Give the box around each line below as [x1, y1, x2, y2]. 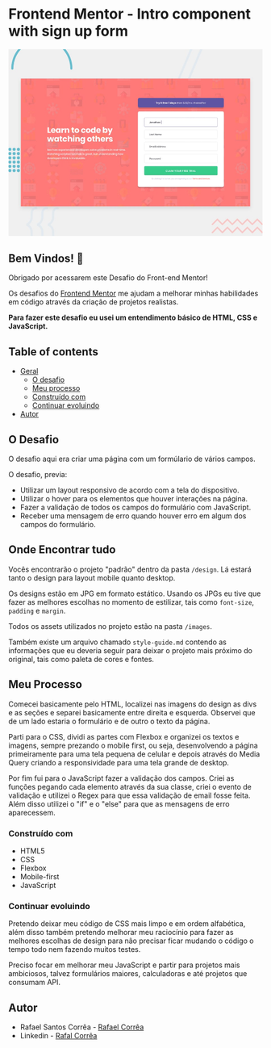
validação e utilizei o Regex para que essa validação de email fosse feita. [8, 790, 251, 800]
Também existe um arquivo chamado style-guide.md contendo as [8, 637, 227, 647]
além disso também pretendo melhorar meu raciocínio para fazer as [8, 928, 234, 937]
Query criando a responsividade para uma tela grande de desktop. [8, 757, 230, 767]
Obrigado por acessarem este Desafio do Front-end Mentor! [8, 273, 208, 283]
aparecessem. [8, 807, 56, 817]
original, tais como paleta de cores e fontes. [8, 654, 155, 664]
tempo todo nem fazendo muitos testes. [8, 945, 141, 954]
